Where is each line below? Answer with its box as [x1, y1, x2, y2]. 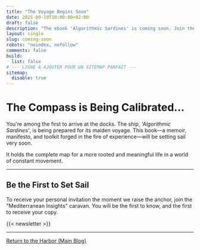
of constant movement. [6, 157, 64, 164]
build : [6, 53, 23, 59]
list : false [11, 58, 42, 64]
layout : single [6, 31, 44, 37]
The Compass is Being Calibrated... [6, 101, 185, 114]
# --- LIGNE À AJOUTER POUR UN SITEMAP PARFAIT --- [6, 64, 137, 70]
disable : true [11, 75, 46, 81]
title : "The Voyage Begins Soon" [6, 8, 89, 15]
